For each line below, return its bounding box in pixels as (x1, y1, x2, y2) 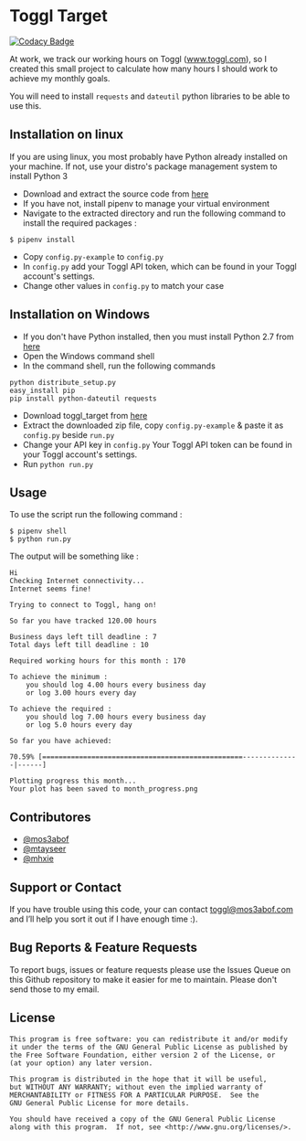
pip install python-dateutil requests (9, 394, 157, 403)
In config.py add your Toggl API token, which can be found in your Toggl (22, 261, 297, 272)
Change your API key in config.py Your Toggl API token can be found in (22, 439, 292, 450)
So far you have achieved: (9, 737, 112, 746)
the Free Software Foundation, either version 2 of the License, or (9, 1050, 276, 1060)
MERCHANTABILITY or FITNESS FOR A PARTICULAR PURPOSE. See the (9, 1090, 259, 1100)
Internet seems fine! (9, 584, 92, 594)
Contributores (9, 809, 91, 825)
